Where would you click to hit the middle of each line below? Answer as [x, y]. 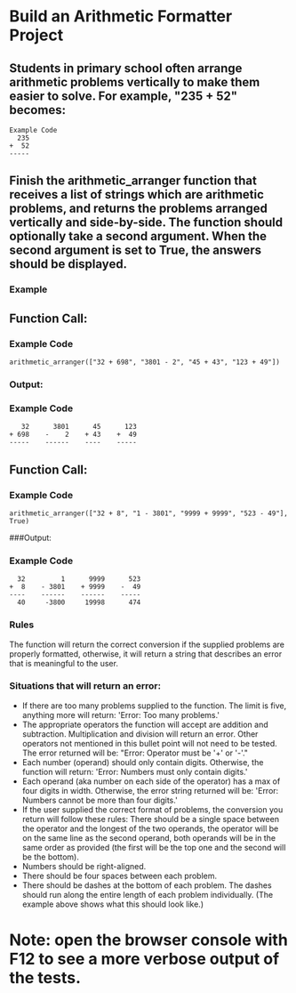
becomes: [38, 110]
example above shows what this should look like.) [113, 904]
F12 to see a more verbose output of [144, 959]
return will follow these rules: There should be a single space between [151, 819]
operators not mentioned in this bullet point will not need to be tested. [149, 743]
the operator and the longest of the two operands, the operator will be [150, 828]
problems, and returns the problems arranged [139, 209]
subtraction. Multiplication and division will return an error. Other [140, 734]
